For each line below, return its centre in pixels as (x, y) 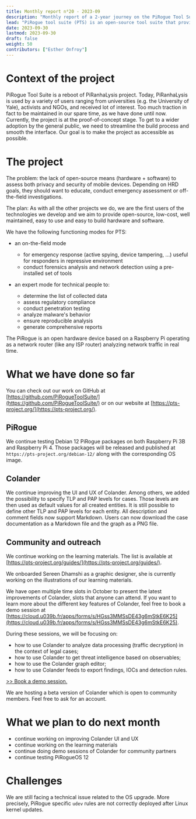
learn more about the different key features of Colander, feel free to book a (96, 604)
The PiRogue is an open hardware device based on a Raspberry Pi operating (98, 338)
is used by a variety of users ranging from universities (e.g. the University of (98, 101)
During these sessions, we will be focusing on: (62, 634)
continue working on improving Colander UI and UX (76, 738)
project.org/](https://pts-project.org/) (51, 409)
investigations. (45, 197)
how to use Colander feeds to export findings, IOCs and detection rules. (101, 670)
